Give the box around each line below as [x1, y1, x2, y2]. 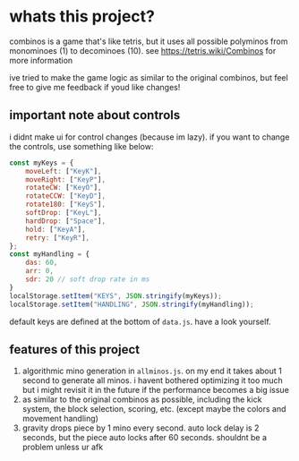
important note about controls [9, 107, 181, 123]
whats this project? [9, 6, 155, 27]
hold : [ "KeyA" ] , [25, 225, 87, 234]
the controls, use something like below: [9, 141, 154, 151]
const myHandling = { [9, 250, 90, 259]
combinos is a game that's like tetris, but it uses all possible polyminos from [9, 36, 288, 47]
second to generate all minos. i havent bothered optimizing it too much [21, 375, 284, 386]
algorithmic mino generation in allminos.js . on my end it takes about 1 [21, 365, 282, 377]
